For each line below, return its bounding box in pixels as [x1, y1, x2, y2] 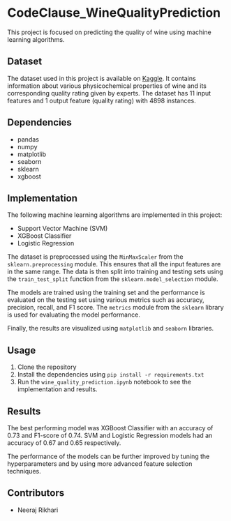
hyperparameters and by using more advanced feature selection [7, 460, 193, 468]
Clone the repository [17, 363, 77, 371]
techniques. [7, 467, 41, 475]
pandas [17, 135, 40, 144]
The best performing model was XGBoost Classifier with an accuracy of [7, 424, 214, 432]
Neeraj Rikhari [17, 506, 59, 514]
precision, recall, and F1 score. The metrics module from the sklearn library [7, 303, 225, 312]
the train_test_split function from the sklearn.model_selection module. [7, 275, 218, 283]
